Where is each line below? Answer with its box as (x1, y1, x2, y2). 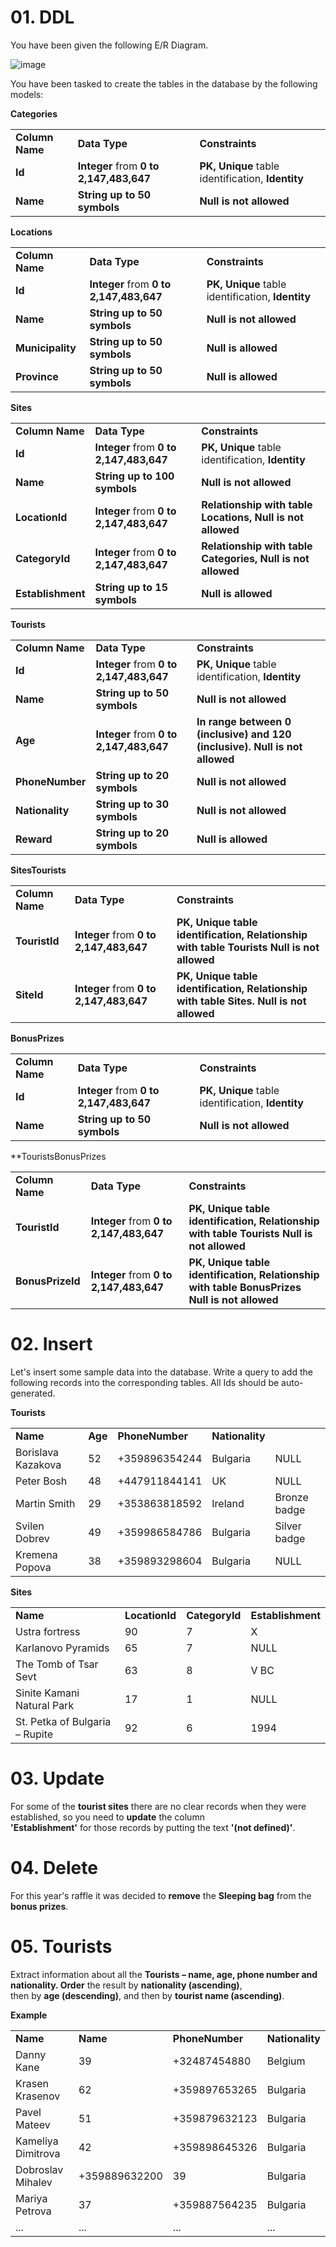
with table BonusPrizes (188, 1280, 302, 1294)
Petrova (15, 2204, 52, 2218)
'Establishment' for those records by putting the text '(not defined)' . (10, 1821, 296, 1833)
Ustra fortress (15, 1624, 81, 1638)
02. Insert (10, 1333, 93, 1356)
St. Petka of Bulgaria (15, 1714, 112, 1728)
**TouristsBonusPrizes (10, 1150, 107, 1162)
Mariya (15, 2191, 48, 2205)
